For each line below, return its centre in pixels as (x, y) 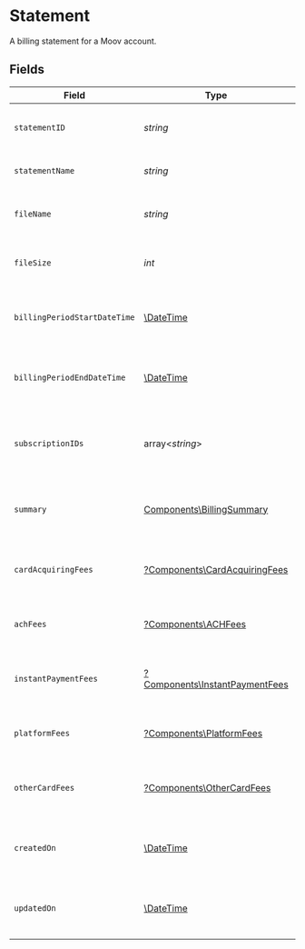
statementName (44, 170)
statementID (40, 127)
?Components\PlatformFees (203, 733)
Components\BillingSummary (206, 509)
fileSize (33, 263)
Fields (27, 70)
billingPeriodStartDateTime (74, 317)
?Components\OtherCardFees (207, 787)
